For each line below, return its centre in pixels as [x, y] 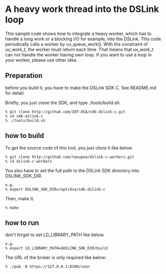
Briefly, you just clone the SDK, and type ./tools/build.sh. [63, 103]
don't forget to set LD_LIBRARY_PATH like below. [55, 235]
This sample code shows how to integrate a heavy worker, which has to [78, 33]
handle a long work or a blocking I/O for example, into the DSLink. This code [83, 39]
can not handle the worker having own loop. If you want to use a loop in [79, 55]
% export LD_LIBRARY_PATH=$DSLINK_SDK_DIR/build [56, 248]
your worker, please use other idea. [41, 60]
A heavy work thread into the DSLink [82, 9]
